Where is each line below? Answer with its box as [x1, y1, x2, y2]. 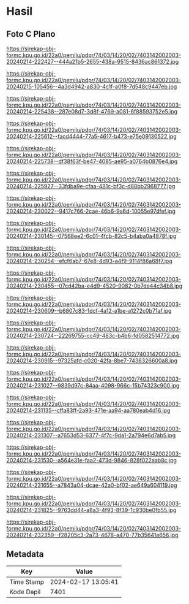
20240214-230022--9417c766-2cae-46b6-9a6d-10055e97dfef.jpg [6, 207, 176, 215]
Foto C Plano [6, 29, 56, 39]
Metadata [6, 549, 44, 559]
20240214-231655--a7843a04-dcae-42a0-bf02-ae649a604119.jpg [6, 481, 177, 489]
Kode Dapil [9, 587, 41, 596]
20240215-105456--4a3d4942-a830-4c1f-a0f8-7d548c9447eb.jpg [6, 83, 177, 90]
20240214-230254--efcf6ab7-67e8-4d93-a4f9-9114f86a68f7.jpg [6, 258, 172, 264]
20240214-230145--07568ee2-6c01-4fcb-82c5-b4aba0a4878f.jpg [6, 232, 177, 240]
